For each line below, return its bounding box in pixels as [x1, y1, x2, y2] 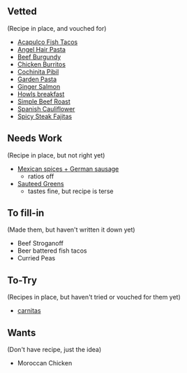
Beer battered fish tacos [17, 246, 87, 255]
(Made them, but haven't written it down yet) [7, 225, 135, 234]
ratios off [27, 171, 54, 181]
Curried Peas [17, 254, 56, 262]
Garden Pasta [17, 75, 57, 83]
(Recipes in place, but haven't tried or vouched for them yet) [7, 293, 181, 302]
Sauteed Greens [17, 179, 64, 188]
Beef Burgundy [17, 52, 61, 61]
